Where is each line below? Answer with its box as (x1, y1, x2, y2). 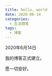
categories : (5, 16, 30, 21)
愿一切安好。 (5, 66, 31, 72)
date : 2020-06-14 (5, 12, 41, 17)
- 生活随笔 (9, 21, 29, 26)
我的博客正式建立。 (5, 55, 45, 61)
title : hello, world (5, 7, 48, 12)
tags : (5, 26, 16, 31)
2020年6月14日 (5, 45, 37, 50)
